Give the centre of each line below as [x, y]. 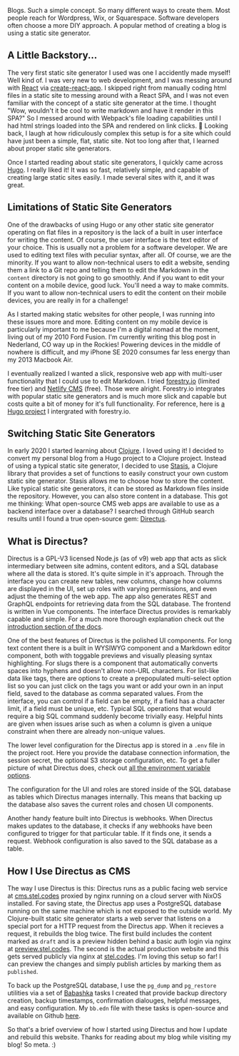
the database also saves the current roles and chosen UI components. [111, 804]
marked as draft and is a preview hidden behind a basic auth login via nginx [119, 941]
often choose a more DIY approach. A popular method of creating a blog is [117, 25]
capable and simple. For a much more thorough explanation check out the [116, 619]
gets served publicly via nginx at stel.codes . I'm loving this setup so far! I [114, 957]
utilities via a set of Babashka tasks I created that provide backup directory [117, 993]
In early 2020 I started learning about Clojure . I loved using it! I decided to [116, 451]
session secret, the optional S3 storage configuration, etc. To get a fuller [114, 760]
